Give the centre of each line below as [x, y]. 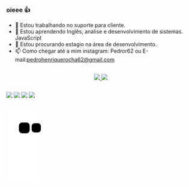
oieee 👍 [18, 10]
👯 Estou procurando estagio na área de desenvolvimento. [86, 44]
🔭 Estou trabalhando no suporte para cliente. [70, 25]
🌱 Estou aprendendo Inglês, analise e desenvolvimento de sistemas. [99, 32]
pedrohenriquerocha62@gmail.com [71, 60]
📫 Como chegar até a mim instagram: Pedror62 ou [78, 51]
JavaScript [28, 38]
